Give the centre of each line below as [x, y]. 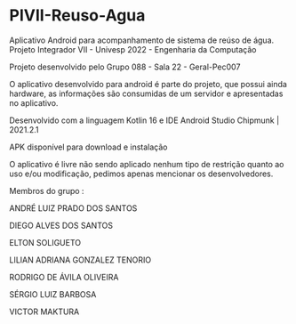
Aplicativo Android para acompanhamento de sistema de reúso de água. [142, 40]
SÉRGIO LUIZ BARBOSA [53, 294]
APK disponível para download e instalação [88, 147]
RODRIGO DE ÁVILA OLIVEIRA [64, 277]
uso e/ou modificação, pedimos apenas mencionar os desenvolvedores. [141, 174]
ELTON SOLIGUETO [45, 242]
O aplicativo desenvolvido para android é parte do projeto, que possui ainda [148, 84]
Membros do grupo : [47, 190]
